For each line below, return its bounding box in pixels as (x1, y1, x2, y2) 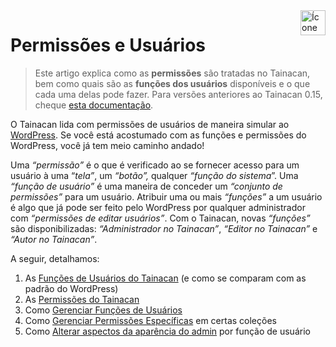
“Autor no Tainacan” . (10, 233, 98, 245)
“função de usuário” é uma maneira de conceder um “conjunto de (10, 180, 283, 192)
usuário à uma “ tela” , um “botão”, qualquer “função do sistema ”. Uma (10, 169, 299, 181)
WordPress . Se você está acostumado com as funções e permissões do (10, 129, 307, 141)
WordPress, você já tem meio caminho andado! (10, 139, 205, 151)
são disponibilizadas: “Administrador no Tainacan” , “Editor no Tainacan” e (10, 222, 318, 234)
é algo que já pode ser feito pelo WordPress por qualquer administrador (10, 201, 306, 213)
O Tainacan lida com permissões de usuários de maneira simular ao (10, 118, 290, 130)
